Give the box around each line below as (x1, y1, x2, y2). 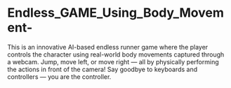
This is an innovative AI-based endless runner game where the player (7, 43, 209, 51)
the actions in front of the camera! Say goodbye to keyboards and (7, 65, 198, 73)
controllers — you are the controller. (7, 72, 112, 81)
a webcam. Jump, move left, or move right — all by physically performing (7, 57, 219, 66)
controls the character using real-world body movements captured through (7, 50, 225, 59)
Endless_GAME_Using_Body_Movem (7, 5, 225, 21)
